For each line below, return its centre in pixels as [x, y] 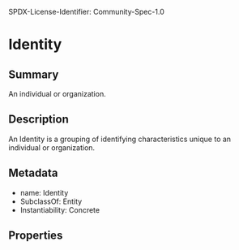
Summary [34, 74]
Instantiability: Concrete [60, 209]
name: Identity [44, 192]
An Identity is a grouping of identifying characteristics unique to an [120, 139]
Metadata [33, 173]
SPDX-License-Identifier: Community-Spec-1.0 [86, 12]
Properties [36, 236]
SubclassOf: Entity [51, 201]
